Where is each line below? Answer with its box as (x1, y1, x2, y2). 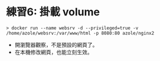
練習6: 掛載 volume (6, 5, 100, 19)
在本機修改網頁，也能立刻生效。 (14, 48, 93, 56)
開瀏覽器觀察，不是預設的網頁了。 (14, 41, 98, 48)
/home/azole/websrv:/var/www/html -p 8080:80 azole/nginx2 (6, 30, 155, 36)
